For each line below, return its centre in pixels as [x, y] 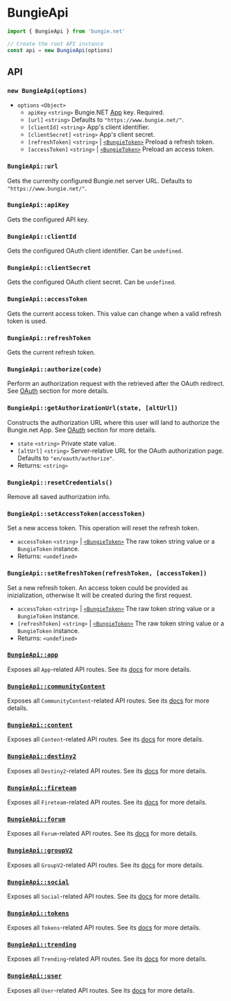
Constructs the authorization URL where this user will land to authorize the [113, 422]
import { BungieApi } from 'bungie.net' [67, 31]
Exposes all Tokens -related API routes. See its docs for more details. [104, 927]
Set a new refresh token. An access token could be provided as [98, 587]
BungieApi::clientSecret [49, 268]
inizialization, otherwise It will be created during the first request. [100, 595]
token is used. [27, 321]
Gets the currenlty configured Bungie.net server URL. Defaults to [100, 180]
